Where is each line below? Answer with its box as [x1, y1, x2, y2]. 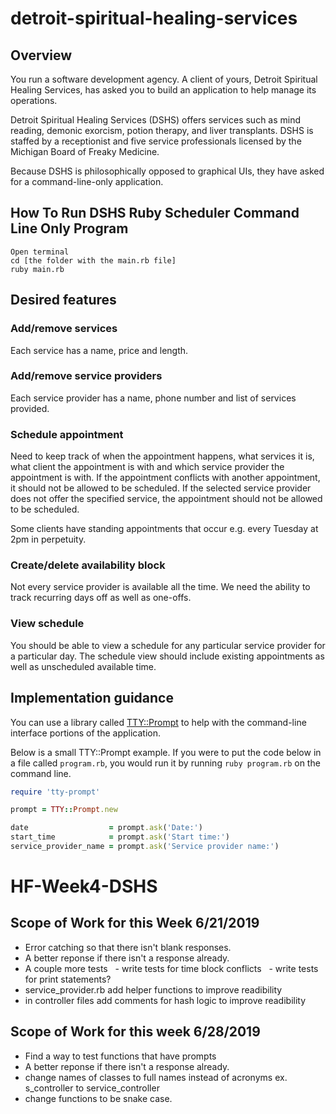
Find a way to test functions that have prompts [24, 1050, 217, 1062]
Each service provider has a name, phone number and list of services [10, 392, 297, 404]
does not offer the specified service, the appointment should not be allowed [10, 493, 323, 505]
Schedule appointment [10, 427, 124, 441]
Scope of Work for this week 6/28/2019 [10, 1023, 261, 1041]
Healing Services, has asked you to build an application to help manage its [10, 84, 317, 96]
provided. [10, 402, 50, 414]
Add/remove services [10, 322, 118, 336]
